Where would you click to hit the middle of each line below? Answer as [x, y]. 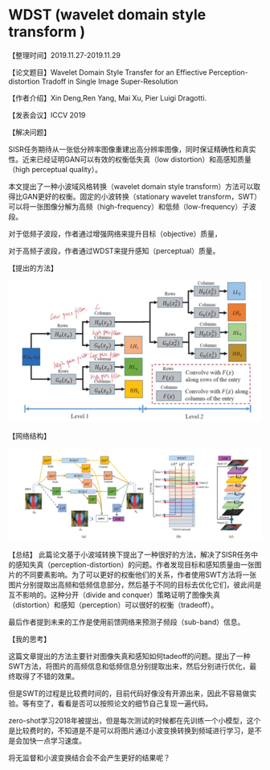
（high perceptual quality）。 [55, 169]
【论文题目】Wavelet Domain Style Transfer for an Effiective [108, 72]
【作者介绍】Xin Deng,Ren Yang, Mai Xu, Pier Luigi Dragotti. [108, 97]
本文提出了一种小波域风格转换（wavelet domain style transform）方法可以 [131, 186]
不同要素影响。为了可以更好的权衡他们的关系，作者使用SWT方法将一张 [139, 574]
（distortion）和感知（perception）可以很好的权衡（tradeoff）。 [113, 604]
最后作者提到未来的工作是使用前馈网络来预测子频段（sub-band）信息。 [127, 622]
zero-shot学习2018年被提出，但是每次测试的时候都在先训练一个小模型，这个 [135, 720]
